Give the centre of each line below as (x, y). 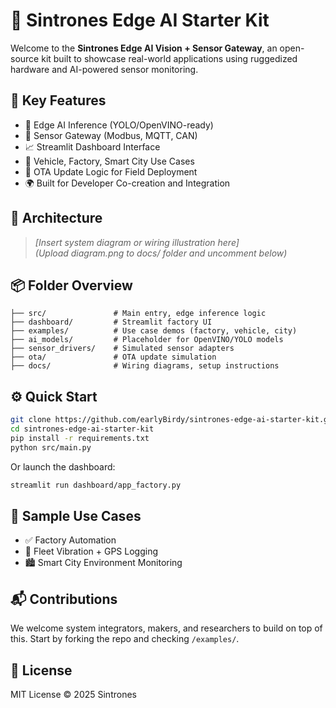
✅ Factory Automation (70, 540)
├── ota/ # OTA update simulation (113, 357)
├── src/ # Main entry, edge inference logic (138, 314)
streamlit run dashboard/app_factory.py (96, 485)
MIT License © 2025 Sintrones (73, 694)
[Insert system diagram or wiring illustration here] (137, 242)
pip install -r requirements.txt (80, 438)
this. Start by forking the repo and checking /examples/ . (125, 639)
